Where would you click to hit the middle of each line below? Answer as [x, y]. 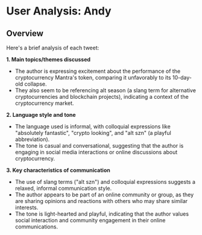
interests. [27, 207]
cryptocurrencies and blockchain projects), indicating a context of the [102, 97]
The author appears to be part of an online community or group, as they [104, 195]
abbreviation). [32, 139]
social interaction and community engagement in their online [90, 220]
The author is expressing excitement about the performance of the [98, 71]
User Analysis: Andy [59, 11]
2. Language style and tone [41, 115]
